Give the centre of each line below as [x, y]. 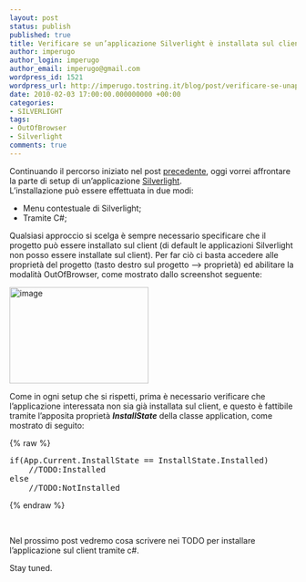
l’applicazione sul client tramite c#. [74, 550]
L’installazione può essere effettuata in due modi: [102, 190]
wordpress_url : [38, 86]
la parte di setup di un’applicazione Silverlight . [96, 181]
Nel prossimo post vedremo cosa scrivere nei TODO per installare [133, 540]
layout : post [34, 18]
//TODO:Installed [67, 469]
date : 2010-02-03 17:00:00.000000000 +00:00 [95, 94]
